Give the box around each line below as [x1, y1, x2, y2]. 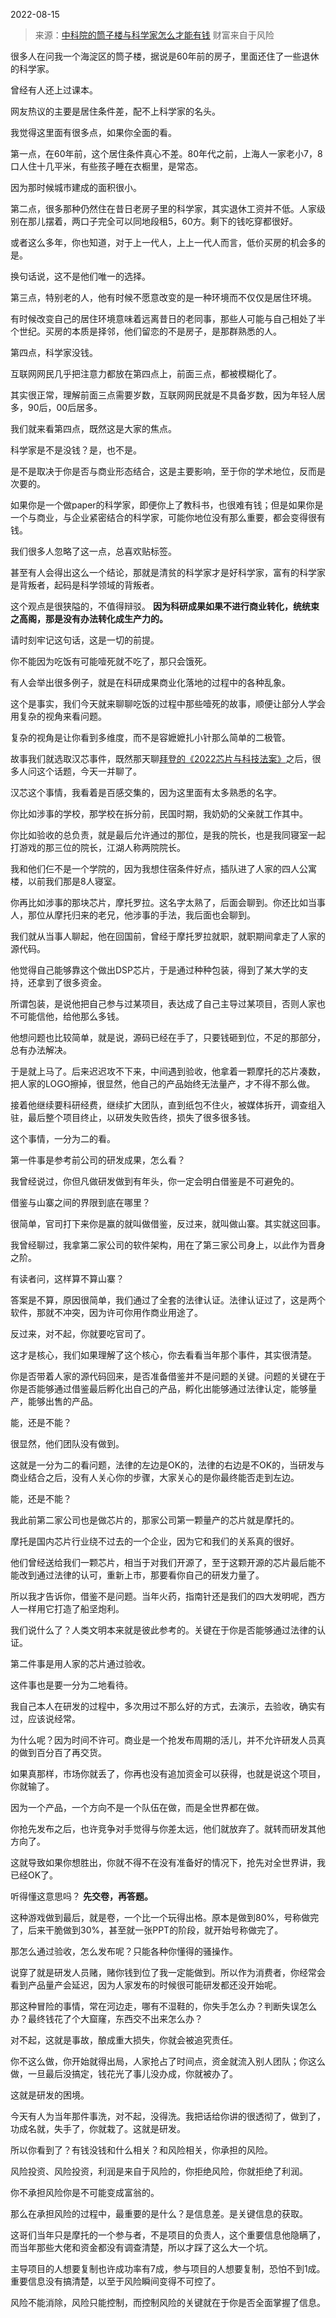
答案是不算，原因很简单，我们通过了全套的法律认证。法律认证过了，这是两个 [10, 1294, 326, 1306]
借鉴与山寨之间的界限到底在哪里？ [10, 1197, 151, 1208]
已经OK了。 [10, 1869, 59, 1881]
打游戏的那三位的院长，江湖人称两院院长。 [10, 842, 186, 853]
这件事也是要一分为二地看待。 [10, 1679, 133, 1691]
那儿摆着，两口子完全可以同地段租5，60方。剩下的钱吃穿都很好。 [27, 215, 298, 227]
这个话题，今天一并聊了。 [36, 765, 142, 777]
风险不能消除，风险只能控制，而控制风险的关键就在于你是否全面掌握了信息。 [10, 2297, 326, 2308]
